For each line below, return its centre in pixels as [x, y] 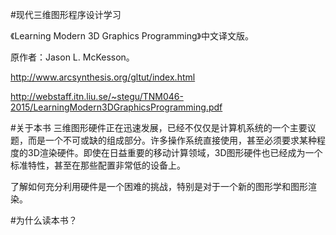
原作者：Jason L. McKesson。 [72, 57]
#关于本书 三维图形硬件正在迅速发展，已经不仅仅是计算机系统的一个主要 [159, 127]
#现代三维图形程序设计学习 [66, 14]
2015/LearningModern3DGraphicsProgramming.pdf [116, 107]
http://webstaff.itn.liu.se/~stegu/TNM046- [97, 96]
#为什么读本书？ [44, 220]
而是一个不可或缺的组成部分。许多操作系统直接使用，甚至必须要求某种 [172, 140]
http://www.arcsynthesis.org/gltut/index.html [103, 77]
